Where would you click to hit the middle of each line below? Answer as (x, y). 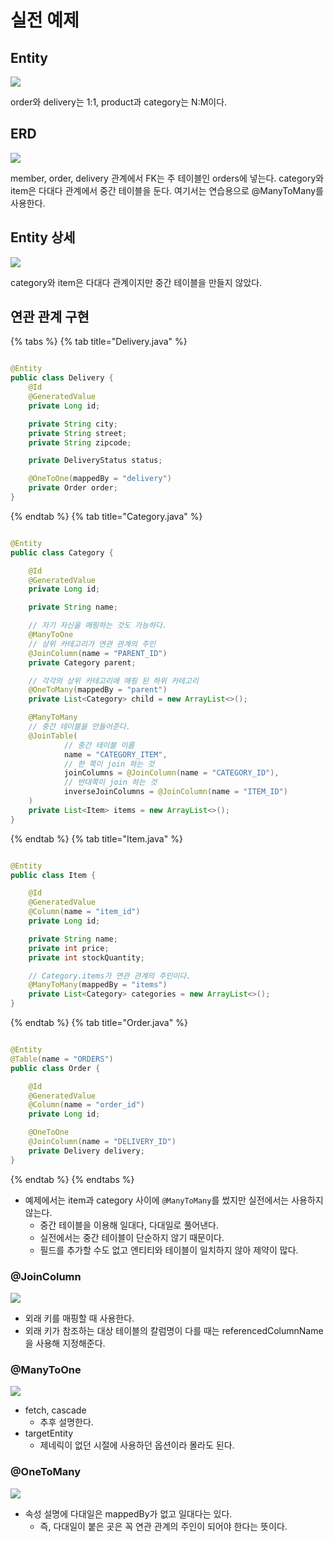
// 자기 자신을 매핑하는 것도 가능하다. (98, 626)
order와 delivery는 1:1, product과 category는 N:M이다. (119, 102)
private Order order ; (73, 488)
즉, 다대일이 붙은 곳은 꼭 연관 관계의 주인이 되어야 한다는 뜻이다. (163, 1526)
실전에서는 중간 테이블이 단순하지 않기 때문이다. (132, 1237)
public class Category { (62, 552)
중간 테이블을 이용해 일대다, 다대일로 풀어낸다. (129, 1225)
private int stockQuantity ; (86, 957)
